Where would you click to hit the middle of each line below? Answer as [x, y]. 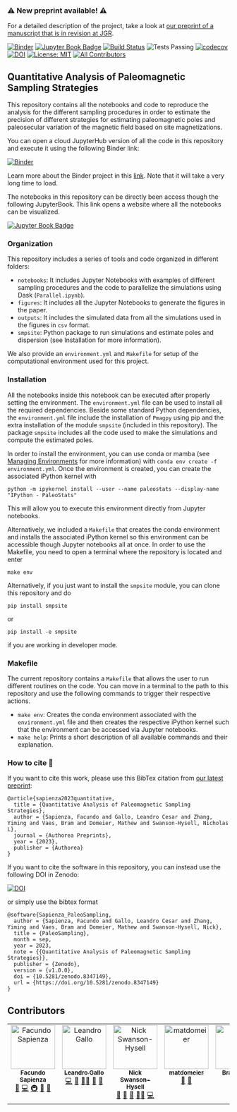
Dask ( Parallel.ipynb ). [51, 295]
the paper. [32, 310]
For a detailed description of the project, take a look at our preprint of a [110, 26]
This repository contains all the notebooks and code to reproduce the [108, 105]
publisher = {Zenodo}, [47, 965]
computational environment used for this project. [78, 361]
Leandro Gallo [84, 1073]
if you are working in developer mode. [62, 644]
